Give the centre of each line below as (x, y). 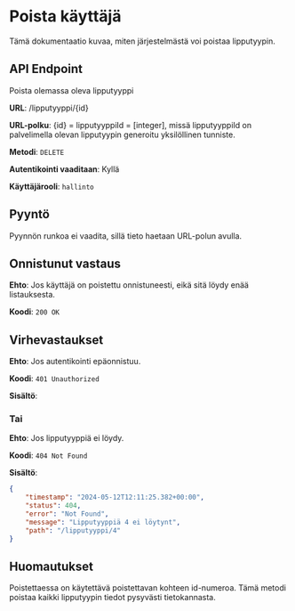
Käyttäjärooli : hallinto (52, 186)
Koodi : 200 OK (35, 312)
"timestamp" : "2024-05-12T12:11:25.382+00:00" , (115, 497)
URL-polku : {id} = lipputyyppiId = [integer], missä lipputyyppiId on (131, 125)
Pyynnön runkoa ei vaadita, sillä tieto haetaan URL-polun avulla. (126, 236)
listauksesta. (32, 295)
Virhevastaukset (56, 340)
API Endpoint (46, 69)
